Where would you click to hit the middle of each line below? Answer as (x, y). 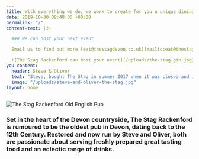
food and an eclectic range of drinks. (60, 150)
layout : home (22, 87)
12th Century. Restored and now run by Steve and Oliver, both (97, 135)
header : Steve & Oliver (41, 71)
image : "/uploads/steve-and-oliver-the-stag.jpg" (74, 82)
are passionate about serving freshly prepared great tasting (94, 142)
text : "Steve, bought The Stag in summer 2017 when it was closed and (100, 77)
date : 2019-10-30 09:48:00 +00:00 (49, 17)
